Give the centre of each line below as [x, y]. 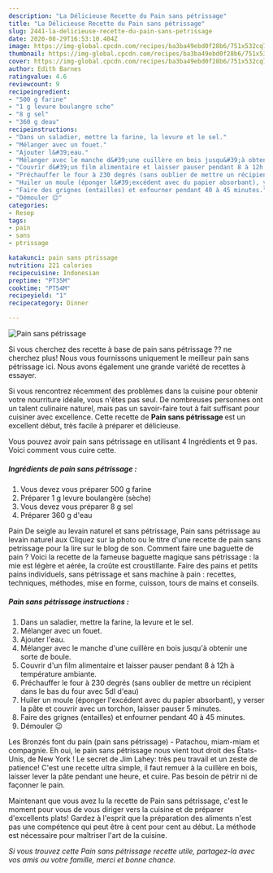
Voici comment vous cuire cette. [62, 450]
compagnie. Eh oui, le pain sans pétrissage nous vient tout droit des [122, 750]
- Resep [22, 213]
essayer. [22, 375]
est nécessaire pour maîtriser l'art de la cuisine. [88, 835]
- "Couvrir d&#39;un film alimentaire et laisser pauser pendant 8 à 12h [136, 168]
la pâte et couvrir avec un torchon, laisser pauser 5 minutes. [121, 708]
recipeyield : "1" [38, 296]
